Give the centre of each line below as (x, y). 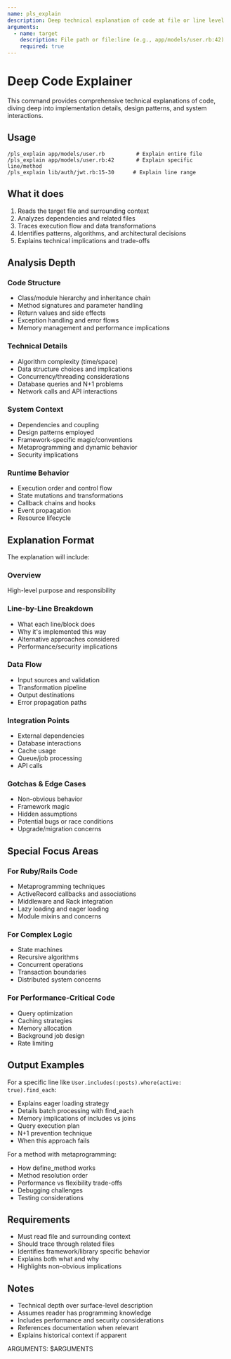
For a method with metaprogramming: (62, 1154)
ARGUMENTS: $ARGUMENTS (50, 1349)
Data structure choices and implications (75, 369)
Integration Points (39, 720)
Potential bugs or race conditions (65, 821)
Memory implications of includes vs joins (77, 1118)
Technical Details (38, 346)
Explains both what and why (58, 1259)
